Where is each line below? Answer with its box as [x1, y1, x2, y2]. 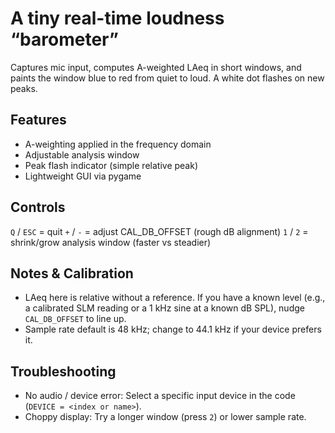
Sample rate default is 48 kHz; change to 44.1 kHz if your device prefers [24, 323, 322, 336]
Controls [10, 199, 66, 216]
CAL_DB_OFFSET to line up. [24, 313, 127, 325]
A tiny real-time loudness [10, 7, 225, 30]
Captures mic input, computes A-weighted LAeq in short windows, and [10, 61, 302, 73]
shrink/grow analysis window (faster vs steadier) [10, 236, 212, 248]
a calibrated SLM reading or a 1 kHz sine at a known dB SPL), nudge [24, 302, 305, 314]
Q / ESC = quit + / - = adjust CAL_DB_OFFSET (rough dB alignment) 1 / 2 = [10, 225, 309, 237]
